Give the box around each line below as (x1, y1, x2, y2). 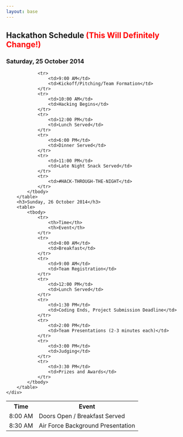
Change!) (6, 39, 41, 50)
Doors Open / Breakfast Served (39, 412, 125, 421)
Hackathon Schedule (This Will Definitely (6, 31, 160, 41)
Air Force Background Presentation (39, 422, 135, 430)
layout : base (6, 8, 38, 15)
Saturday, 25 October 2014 (6, 57, 84, 65)
